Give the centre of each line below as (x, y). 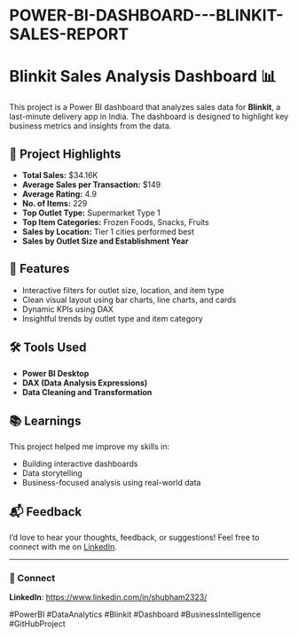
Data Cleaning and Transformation (87, 392)
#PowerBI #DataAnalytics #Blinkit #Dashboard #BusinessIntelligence (135, 615)
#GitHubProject (38, 624)
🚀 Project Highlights (65, 154)
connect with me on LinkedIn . (63, 547)
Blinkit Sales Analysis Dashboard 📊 (143, 77)
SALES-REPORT (69, 34)
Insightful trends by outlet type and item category (113, 318)
